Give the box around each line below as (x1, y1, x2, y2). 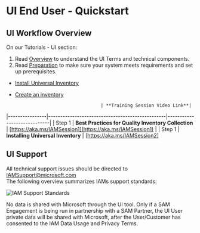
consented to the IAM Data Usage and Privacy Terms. (6, 219, 139, 227)
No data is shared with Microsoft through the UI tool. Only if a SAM (6, 201, 170, 208)
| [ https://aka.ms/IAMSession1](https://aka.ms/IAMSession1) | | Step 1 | (6, 126, 180, 132)
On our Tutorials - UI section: (6, 44, 78, 51)
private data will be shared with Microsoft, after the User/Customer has (6, 213, 181, 220)
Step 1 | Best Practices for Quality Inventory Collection (56, 119, 193, 126)
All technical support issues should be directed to (6, 165, 128, 172)
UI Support (6, 149, 48, 159)
